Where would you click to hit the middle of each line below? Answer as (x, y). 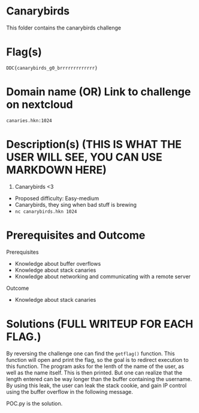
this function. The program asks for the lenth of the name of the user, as (95, 366)
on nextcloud (40, 105)
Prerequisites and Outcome (76, 235)
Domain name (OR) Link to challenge (99, 92)
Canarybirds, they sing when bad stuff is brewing (76, 204)
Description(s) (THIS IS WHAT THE (94, 144)
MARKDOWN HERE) (56, 170)
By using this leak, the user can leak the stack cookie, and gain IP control (97, 385)
